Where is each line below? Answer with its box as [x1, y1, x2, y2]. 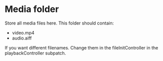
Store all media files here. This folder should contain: [5, 20, 114, 26]
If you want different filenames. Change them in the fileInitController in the [5, 44, 158, 50]
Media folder [5, 3, 59, 15]
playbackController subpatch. [5, 50, 66, 56]
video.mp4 [12, 29, 35, 35]
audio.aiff [12, 35, 32, 41]
